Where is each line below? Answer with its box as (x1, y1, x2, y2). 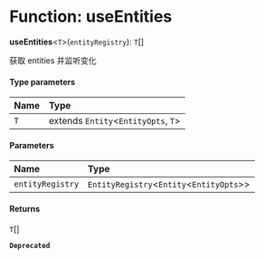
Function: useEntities (9, 6, 173, 27)
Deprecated (9, 241, 51, 250)
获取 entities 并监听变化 (9, 54, 97, 65)
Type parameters (9, 76, 76, 87)
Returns (9, 203, 41, 214)
